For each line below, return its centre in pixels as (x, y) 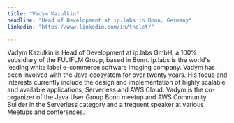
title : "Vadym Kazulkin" (43, 14)
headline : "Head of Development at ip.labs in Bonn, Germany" (100, 20)
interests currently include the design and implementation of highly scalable (116, 82)
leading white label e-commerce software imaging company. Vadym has (111, 68)
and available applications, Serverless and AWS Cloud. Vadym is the (105, 90)
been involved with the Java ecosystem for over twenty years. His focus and (117, 75)
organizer (21, 97)
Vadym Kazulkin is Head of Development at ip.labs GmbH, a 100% (102, 52)
